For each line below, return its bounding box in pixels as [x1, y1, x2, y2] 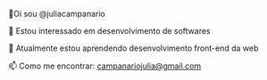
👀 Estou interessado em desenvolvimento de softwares [8, 26, 211, 36]
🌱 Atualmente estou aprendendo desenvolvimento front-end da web [8, 43, 259, 53]
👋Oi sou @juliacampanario [8, 9, 106, 19]
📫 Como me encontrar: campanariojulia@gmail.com [8, 60, 202, 71]
